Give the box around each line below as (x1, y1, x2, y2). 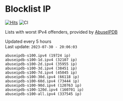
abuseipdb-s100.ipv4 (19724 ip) (5, 53, 71, 58)
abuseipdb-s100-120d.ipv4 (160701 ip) (5, 87, 84, 92)
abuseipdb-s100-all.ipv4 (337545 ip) (5, 91, 82, 96)
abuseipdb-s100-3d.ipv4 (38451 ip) (5, 66, 78, 71)
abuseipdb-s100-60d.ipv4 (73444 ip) (5, 79, 80, 83)
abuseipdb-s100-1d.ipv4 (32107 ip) (5, 57, 78, 62)
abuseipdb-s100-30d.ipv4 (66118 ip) (5, 74, 80, 79)
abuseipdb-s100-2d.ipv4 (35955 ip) (5, 61, 78, 66)
